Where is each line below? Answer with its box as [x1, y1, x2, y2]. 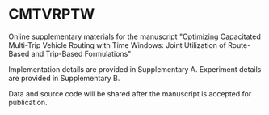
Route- [227, 40, 251, 49]
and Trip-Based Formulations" [31, 49, 132, 58]
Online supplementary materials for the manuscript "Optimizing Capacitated [8, 32, 261, 41]
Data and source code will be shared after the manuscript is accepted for [8, 88, 252, 98]
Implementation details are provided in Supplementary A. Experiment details [8, 64, 262, 74]
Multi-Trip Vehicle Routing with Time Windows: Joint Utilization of [8, 40, 226, 49]
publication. [8, 97, 48, 107]
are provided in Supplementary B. [8, 73, 120, 83]
